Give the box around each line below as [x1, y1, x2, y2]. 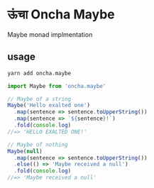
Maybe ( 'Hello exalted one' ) [7, 102, 91, 109]
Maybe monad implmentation [7, 30, 93, 38]
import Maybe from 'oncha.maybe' [7, 82, 106, 89]
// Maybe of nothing [7, 141, 69, 148]
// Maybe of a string [7, 95, 72, 102]
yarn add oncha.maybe [7, 70, 72, 77]
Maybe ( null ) [7, 148, 43, 155]
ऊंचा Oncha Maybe [7, 6, 115, 23]
